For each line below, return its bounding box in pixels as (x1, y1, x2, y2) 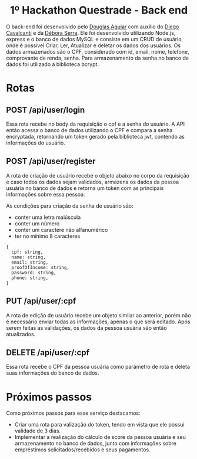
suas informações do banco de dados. (6, 369, 99, 376)
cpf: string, (11, 249, 44, 255)
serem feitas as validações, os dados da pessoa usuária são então (6, 324, 168, 331)
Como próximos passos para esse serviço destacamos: (6, 409, 141, 417)
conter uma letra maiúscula (14, 214, 81, 221)
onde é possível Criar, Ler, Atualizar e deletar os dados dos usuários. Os (6, 42, 181, 49)
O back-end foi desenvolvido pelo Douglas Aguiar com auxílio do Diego (6, 23, 179, 30)
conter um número (14, 219, 60, 227)
